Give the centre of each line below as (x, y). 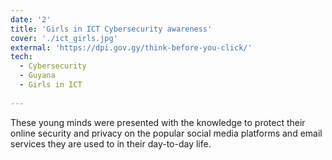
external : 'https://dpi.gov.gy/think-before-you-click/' (131, 47)
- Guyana (37, 76)
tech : (21, 57)
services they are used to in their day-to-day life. (111, 143)
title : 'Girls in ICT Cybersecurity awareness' (111, 29)
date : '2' (31, 19)
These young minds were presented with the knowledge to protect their (158, 122)
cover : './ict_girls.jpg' (64, 38)
